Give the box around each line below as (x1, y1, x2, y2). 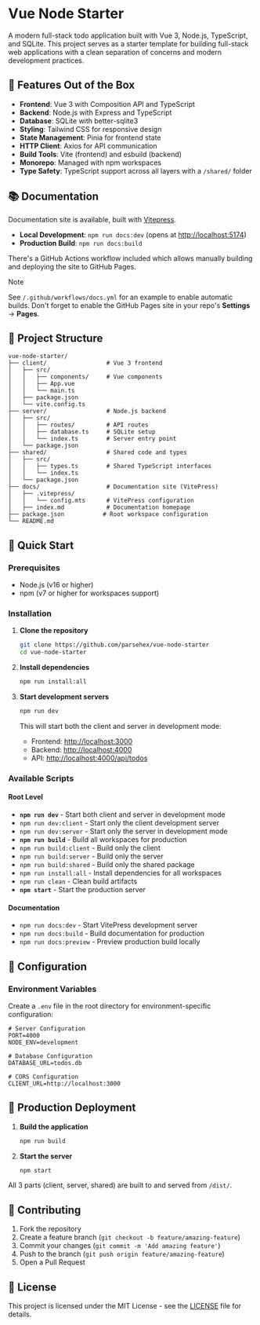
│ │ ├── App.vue (8, 380, 76, 388)
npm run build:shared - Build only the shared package (19, 859, 196, 869)
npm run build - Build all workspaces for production (19, 834, 187, 844)
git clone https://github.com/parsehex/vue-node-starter (19, 641, 210, 649)
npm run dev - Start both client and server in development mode (19, 810, 226, 819)
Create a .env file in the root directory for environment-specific (8, 1001, 211, 1010)
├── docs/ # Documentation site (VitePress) (8, 483, 219, 491)
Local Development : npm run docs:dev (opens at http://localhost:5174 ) (19, 229, 247, 240)
